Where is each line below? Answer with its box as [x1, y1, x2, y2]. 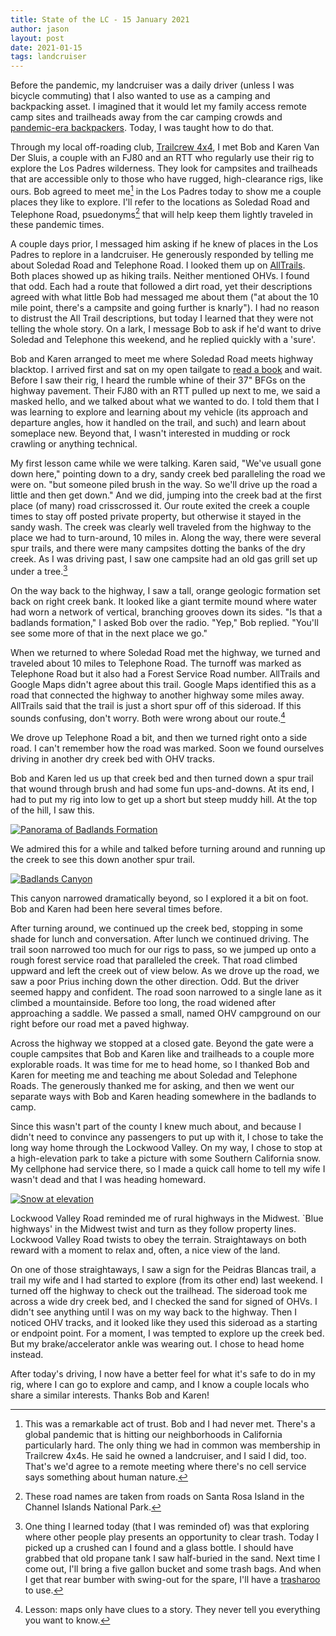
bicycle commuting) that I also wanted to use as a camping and [10, 90, 271, 102]
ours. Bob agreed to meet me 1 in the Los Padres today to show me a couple [10, 184, 322, 197]
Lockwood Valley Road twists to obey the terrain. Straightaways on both [10, 1233, 307, 1245]
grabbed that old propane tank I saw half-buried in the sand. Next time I [24, 1552, 321, 1564]
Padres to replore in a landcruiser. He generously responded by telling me [10, 249, 314, 261]
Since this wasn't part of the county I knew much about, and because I [10, 1120, 302, 1132]
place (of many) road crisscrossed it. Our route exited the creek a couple [10, 500, 310, 512]
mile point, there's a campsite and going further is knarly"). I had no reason [10, 302, 320, 314]
